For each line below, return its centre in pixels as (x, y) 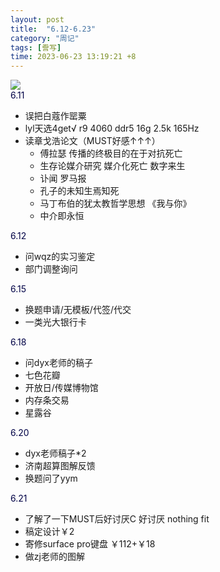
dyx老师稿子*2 (55, 453)
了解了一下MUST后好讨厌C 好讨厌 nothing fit (117, 519)
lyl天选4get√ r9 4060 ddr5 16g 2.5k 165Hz (112, 128)
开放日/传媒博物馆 (61, 388)
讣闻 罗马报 (63, 178)
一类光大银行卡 (55, 322)
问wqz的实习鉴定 (60, 257)
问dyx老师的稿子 (58, 363)
